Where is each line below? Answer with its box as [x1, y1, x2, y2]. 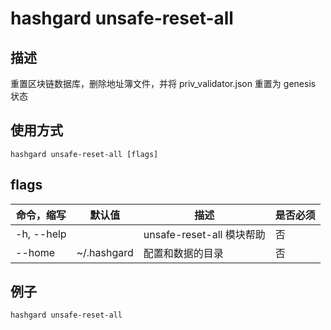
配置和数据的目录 [143, 246, 224, 260]
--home [15, 245, 56, 259]
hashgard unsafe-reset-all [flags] [10, 149, 159, 159]
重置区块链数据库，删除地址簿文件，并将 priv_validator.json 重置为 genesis [10, 78, 317, 89]
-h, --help [15, 227, 67, 241]
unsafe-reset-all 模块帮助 [143, 227, 266, 241]
